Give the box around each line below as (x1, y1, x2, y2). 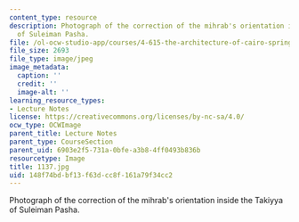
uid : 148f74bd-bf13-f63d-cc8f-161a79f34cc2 (9, 170, 174, 179)
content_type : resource (9, 12, 98, 22)
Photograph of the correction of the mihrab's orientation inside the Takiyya (9, 195, 283, 206)
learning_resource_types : (9, 95, 105, 105)
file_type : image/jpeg (9, 54, 93, 63)
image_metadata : (9, 63, 69, 72)
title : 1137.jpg (9, 162, 69, 171)
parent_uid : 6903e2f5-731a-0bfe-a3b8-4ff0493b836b (9, 145, 201, 154)
